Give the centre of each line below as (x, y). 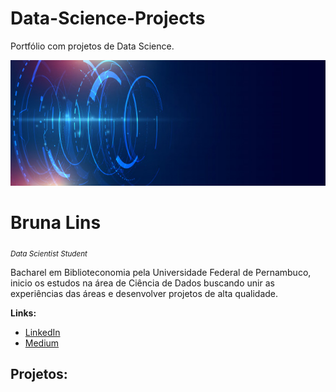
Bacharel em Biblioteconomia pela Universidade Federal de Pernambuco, (161, 272)
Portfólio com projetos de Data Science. (92, 46)
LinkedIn (42, 332)
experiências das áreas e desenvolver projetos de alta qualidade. (144, 293)
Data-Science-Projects (108, 18)
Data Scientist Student (49, 253)
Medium (42, 343)
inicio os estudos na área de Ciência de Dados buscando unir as (142, 283)
